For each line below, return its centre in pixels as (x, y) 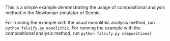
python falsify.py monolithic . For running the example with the (73, 28)
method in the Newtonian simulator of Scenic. (53, 13)
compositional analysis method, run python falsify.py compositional (78, 33)
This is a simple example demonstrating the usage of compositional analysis (85, 7)
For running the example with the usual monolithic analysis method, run (80, 23)
